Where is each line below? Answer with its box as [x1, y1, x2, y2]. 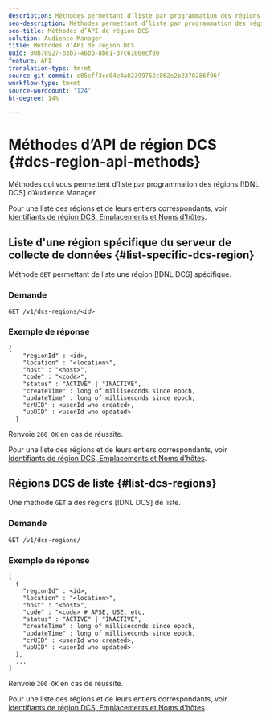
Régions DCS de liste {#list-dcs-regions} [8, 476, 217, 490]
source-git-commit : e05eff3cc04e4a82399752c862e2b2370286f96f [8, 72, 221, 80]
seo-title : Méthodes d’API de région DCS [8, 27, 149, 35]
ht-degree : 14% [8, 94, 59, 102]
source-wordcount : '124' [8, 86, 92, 95]
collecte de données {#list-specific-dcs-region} [8, 248, 255, 261]
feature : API [8, 57, 52, 65]
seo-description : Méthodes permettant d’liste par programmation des [8, 19, 247, 27]
